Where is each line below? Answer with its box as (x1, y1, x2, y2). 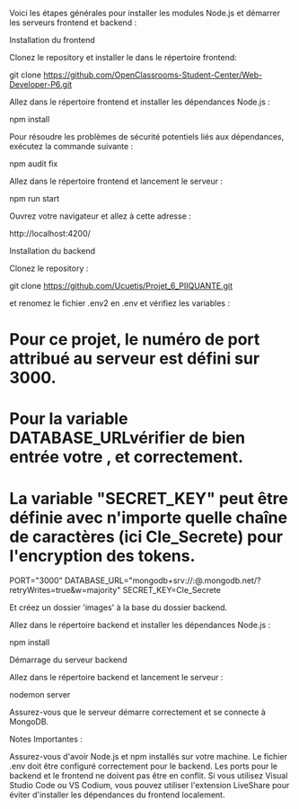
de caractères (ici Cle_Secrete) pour (9, 526, 284, 547)
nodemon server (9, 689, 71, 700)
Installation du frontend (9, 35, 96, 45)
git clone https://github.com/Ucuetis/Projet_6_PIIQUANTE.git (9, 281, 233, 291)
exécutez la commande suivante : (9, 141, 134, 151)
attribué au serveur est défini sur (9, 348, 260, 369)
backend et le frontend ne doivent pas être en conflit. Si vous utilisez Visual (9, 770, 288, 781)
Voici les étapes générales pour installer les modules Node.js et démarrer (9, 8, 281, 18)
